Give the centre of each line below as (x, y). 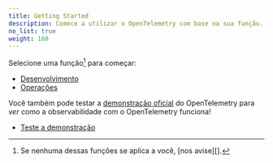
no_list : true (32, 31)
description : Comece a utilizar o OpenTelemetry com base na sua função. (136, 24)
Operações (39, 87)
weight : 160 (28, 39)
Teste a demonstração (58, 127)
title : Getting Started (49, 16)
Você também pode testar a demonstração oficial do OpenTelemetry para (132, 103)
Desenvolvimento (49, 79)
